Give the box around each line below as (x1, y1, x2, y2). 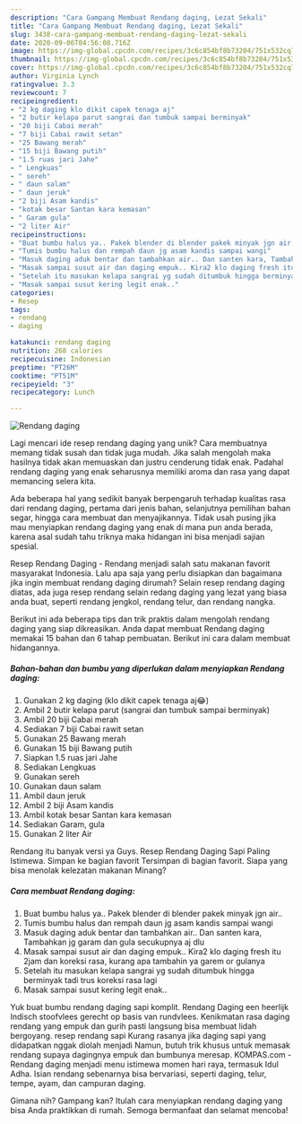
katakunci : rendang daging (10, 338, 111, 347)
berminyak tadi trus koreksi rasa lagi (22, 975, 158, 986)
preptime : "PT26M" (10, 362, 79, 372)
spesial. (10, 541, 39, 552)
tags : (10, 305, 30, 314)
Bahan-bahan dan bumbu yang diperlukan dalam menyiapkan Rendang (10, 663, 285, 674)
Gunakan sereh (22, 771, 80, 782)
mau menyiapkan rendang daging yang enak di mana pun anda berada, (10, 522, 273, 533)
